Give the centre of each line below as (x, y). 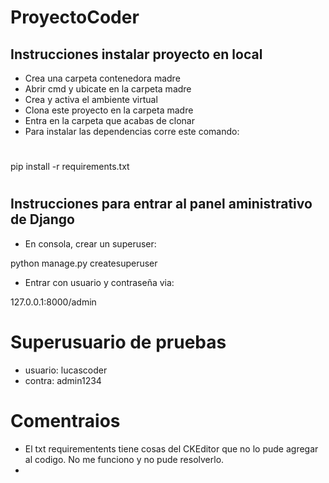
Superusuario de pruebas (118, 342)
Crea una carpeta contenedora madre (102, 78)
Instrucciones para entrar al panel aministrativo (161, 204)
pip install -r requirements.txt (70, 167)
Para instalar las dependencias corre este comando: (132, 131)
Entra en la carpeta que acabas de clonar (109, 120)
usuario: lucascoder (66, 370)
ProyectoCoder (75, 17)
